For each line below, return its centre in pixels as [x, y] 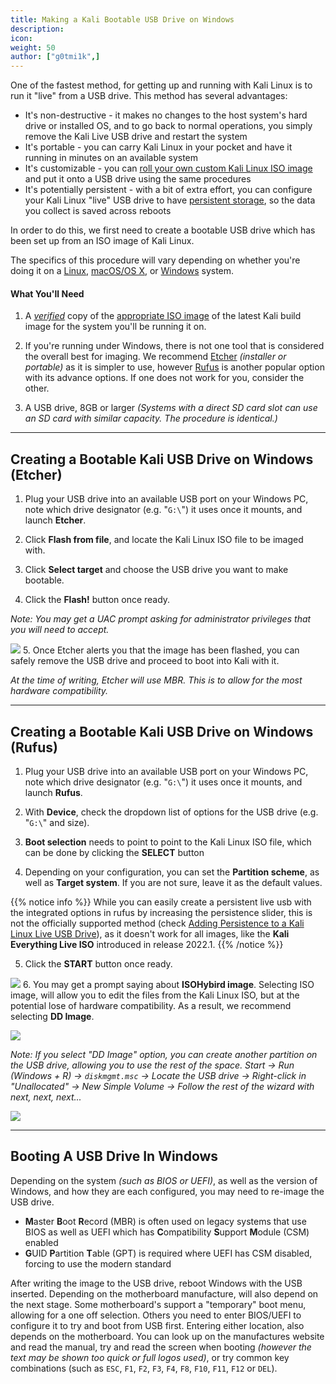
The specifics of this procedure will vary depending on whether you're [155, 260]
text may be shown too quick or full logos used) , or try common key [150, 1357]
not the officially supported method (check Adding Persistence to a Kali [157, 923]
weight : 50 [33, 47]
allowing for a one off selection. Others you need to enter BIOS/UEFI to [156, 1315]
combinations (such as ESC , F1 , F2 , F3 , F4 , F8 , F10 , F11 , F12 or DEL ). [144, 1368]
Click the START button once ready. [98, 963]
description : [37, 29]
